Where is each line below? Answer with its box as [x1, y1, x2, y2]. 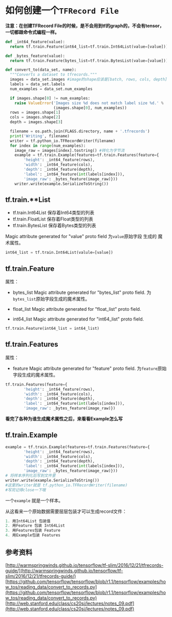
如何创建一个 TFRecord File [5, 5, 119, 16]
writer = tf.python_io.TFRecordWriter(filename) [10, 138, 116, 144]
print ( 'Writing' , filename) [10, 133, 70, 138]
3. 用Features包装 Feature [5, 528, 60, 533]
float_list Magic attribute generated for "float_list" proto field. [12, 306, 141, 312]
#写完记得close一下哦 [5, 487, 46, 492]
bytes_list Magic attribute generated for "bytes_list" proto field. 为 [12, 289, 152, 295]
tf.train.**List [5, 195, 51, 204]
